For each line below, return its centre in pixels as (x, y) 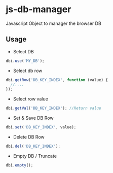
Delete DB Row (29, 137)
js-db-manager (39, 9)
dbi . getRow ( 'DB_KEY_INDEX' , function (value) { (57, 80)
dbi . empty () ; (20, 165)
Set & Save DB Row (33, 118)
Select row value (31, 99)
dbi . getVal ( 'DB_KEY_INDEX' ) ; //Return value (53, 108)
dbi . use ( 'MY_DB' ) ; (25, 61)
